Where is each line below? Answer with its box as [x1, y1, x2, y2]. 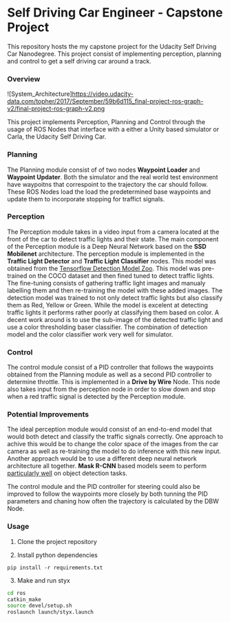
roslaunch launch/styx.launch [7, 609, 94, 616]
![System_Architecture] [7, 90, 72, 98]
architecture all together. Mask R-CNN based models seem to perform [7, 462, 207, 470]
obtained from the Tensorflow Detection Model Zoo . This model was [7, 264, 201, 272]
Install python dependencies [17, 550, 98, 559]
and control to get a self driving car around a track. [7, 57, 151, 65]
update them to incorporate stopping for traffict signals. [7, 194, 165, 203]
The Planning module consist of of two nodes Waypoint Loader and [7, 165, 200, 174]
